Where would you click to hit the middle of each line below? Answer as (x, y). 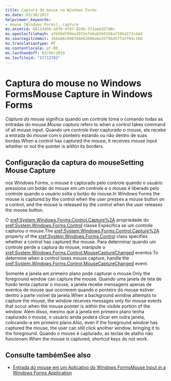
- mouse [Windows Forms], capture (42, 24)
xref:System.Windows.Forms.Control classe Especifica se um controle (79, 226)
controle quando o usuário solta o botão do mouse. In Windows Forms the (82, 194)
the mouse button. (25, 210)
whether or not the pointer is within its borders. (55, 146)
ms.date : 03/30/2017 (27, 15)
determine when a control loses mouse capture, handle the (67, 258)
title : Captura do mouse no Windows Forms (51, 10)
